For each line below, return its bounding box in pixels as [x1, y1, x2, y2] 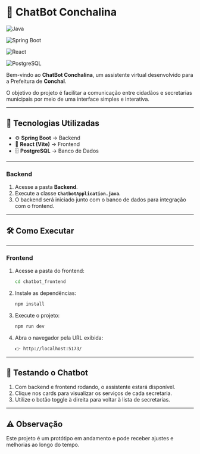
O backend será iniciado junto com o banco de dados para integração [14, 196, 186, 203]
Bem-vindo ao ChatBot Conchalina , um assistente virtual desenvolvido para [6, 71, 193, 78]
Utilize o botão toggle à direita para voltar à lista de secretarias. [14, 396, 171, 403]
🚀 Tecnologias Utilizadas [6, 119, 99, 129]
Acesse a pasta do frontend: [14, 268, 85, 275]
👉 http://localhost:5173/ [14, 346, 82, 352]
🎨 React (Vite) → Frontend [14, 140, 80, 148]
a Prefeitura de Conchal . [6, 77, 67, 85]
